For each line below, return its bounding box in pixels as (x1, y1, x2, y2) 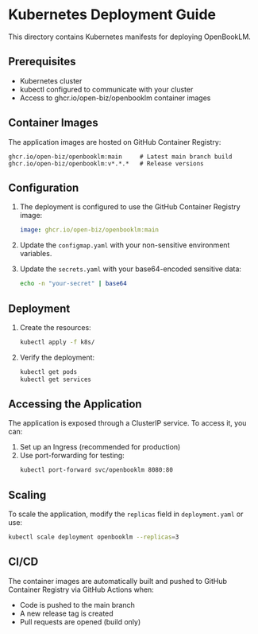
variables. (19, 249, 52, 259)
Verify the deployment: (19, 352, 95, 362)
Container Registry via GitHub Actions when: (8, 585, 155, 594)
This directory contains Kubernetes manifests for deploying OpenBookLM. (8, 32, 252, 41)
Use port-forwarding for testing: (19, 451, 125, 461)
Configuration (8, 181, 79, 194)
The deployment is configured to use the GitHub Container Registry (19, 202, 241, 212)
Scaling (8, 488, 47, 502)
